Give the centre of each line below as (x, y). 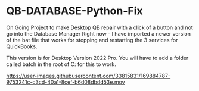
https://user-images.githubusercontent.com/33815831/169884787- (88, 76)
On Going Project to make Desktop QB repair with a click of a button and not (100, 27)
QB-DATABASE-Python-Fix (74, 11)
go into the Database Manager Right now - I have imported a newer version (98, 33)
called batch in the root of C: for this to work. (61, 64)
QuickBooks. (22, 46)
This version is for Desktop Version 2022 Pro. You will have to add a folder (97, 58)
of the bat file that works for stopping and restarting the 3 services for (92, 40)
